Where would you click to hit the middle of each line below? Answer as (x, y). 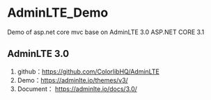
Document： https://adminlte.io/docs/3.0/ (77, 89)
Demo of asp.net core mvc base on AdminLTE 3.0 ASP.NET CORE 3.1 (106, 32)
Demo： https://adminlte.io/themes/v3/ (73, 80)
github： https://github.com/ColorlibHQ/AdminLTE (88, 72)
